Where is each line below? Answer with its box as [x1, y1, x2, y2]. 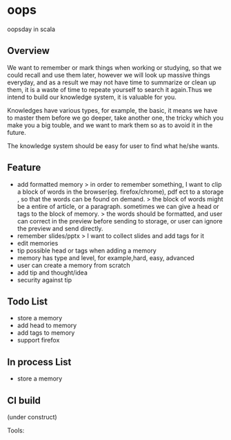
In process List [7, 356, 72, 368]
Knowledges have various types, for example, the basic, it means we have [7, 106, 218, 114]
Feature [7, 162, 41, 174]
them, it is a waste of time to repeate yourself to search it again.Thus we [7, 85, 212, 93]
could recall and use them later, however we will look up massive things [7, 71, 210, 79]
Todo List [7, 295, 48, 307]
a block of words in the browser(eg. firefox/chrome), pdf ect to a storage [17, 187, 224, 196]
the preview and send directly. [17, 224, 103, 232]
